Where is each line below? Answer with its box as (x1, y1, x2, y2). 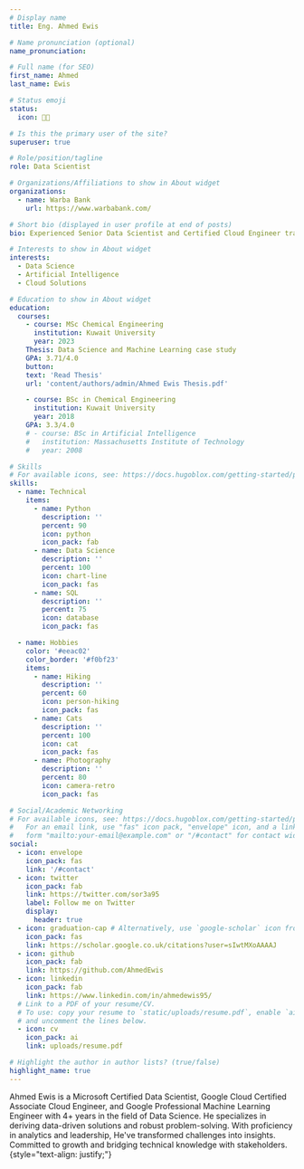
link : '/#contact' (25, 865, 95, 874)
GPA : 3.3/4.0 (25, 421, 75, 430)
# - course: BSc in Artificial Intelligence (25, 429, 196, 438)
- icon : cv (17, 1024, 59, 1034)
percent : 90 (42, 521, 88, 530)
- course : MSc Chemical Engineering (25, 320, 165, 329)
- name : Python (33, 504, 91, 513)
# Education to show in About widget (9, 295, 152, 304)
